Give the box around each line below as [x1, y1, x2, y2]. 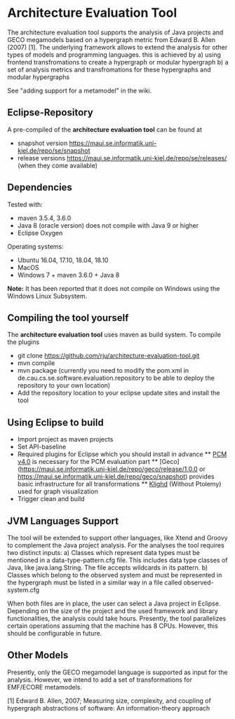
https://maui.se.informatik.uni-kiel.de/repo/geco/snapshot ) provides [17, 472, 215, 481]
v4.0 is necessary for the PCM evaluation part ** [17, 458, 159, 466]
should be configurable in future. [7, 629, 102, 637]
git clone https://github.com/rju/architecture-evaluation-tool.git [17, 352, 200, 360]
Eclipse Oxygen [17, 228, 63, 237]
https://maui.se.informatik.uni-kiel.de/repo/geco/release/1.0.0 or [20, 465, 206, 474]
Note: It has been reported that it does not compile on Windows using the [7, 284, 220, 292]
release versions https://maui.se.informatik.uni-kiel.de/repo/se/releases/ [17, 153, 227, 162]
